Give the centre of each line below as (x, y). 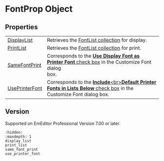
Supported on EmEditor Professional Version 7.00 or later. (63, 123)
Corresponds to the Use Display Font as (93, 56)
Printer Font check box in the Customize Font (99, 62)
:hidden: (14, 132)
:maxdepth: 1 (18, 137)
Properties (21, 27)
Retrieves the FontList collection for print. (94, 48)
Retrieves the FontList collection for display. (97, 40)
